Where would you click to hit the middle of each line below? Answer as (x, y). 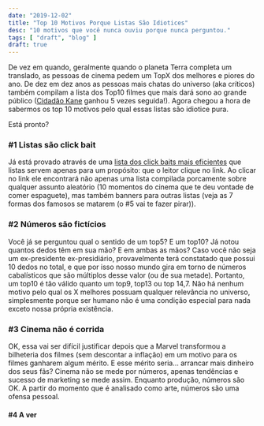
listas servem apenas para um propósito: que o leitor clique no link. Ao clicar (132, 170)
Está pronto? (29, 125)
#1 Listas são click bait (52, 145)
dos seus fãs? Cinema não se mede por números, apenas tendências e (123, 372)
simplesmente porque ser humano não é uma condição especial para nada (129, 300)
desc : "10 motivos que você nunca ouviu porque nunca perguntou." (119, 30)
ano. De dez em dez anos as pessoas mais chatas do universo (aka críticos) (132, 84)
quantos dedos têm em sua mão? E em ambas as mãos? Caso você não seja (132, 250)
